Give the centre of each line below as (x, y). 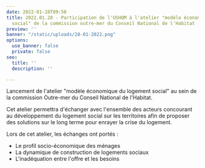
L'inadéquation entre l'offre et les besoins (67, 159)
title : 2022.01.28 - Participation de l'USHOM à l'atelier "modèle (94, 18)
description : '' (32, 68)
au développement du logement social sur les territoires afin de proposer (98, 116)
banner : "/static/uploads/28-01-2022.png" (61, 35)
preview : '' (21, 29)
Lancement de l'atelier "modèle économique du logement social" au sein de (102, 91)
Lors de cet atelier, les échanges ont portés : (63, 134)
